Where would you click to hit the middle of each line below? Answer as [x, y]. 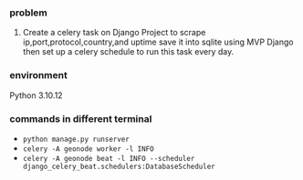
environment [39, 75]
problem [29, 13]
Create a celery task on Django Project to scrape [114, 33]
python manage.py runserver [76, 139]
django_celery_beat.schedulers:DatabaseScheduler [119, 166]
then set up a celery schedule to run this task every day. [128, 52]
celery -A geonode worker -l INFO [88, 149]
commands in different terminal [81, 118]
